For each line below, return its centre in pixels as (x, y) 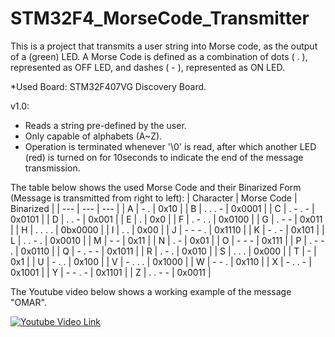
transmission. (52, 168)
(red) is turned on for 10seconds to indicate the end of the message (164, 157)
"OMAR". (28, 302)
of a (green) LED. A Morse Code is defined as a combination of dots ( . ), (159, 56)
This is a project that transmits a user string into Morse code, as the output (164, 46)
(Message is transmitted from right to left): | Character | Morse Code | (154, 198)
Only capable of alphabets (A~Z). (93, 136)
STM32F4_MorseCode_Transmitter (160, 18)
